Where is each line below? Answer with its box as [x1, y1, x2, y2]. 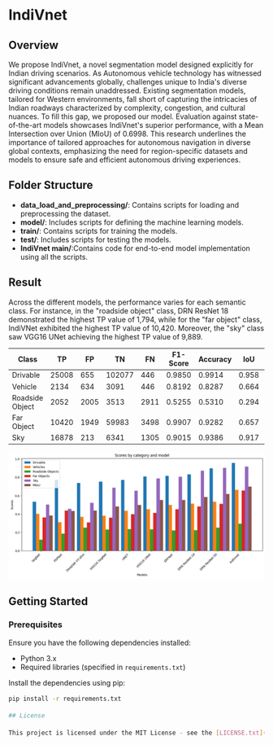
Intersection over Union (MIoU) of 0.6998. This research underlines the [8, 129, 246, 138]
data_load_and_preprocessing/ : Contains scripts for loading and [19, 199, 240, 209]
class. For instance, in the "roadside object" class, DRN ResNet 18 [8, 305, 229, 315]
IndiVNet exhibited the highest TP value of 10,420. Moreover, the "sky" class [8, 323, 265, 333]
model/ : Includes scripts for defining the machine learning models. [19, 217, 244, 227]
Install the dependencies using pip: [8, 677, 126, 687]
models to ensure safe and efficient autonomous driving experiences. [8, 155, 241, 164]
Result [8, 275, 42, 290]
